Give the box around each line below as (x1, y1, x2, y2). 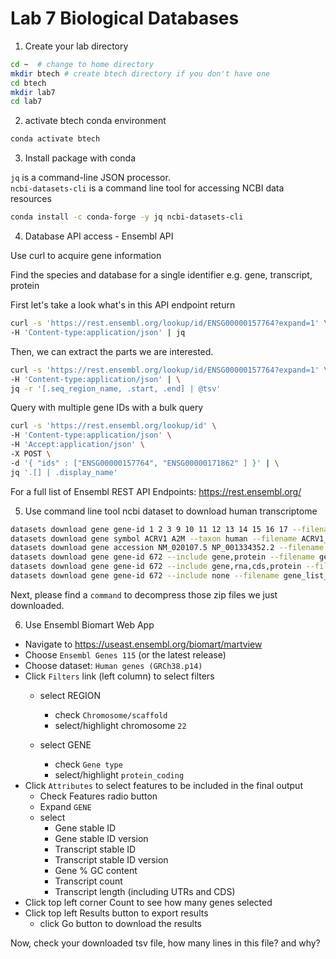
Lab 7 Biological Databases (10, 7, 240, 30)
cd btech (10, 78, 47, 88)
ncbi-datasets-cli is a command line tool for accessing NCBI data (10, 182, 285, 194)
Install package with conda (24, 152, 136, 164)
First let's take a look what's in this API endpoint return (10, 299, 236, 311)
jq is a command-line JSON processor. (10, 172, 171, 184)
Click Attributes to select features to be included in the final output (24, 779, 303, 791)
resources (10, 193, 52, 205)
